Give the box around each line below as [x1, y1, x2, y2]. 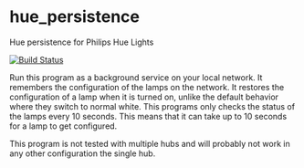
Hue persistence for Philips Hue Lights [9, 37, 154, 47]
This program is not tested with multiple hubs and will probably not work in [9, 138, 290, 149]
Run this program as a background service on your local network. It [9, 71, 263, 83]
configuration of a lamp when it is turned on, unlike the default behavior [9, 91, 279, 102]
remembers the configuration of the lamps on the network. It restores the [9, 81, 285, 92]
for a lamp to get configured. [9, 121, 118, 131]
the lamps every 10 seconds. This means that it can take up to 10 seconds [9, 110, 288, 121]
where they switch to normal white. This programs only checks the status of [9, 100, 295, 111]
